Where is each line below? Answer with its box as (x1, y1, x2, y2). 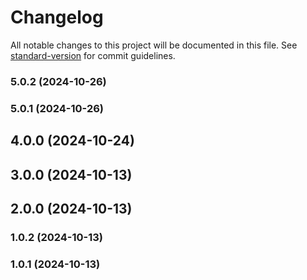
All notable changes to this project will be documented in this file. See (10, 39, 298, 51)
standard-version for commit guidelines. (10, 49, 176, 61)
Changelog (10, 6, 104, 29)
